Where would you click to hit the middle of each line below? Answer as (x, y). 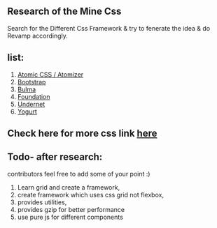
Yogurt (27, 112)
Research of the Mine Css (64, 12)
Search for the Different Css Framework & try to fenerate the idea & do (109, 28)
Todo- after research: (55, 157)
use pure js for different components (70, 217)
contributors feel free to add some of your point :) (79, 174)
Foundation (34, 96)
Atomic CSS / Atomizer (50, 74)
